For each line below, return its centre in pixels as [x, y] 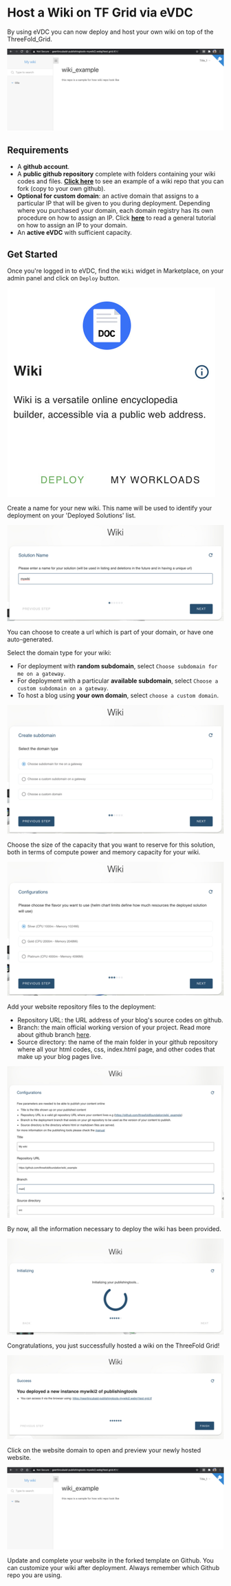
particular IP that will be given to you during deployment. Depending [114, 203]
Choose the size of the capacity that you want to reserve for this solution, [111, 845]
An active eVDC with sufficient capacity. [75, 233]
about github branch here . [54, 1035]
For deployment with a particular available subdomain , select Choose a [118, 681]
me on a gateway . [41, 674]
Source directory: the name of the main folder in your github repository [117, 1042]
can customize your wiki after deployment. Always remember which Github [113, 1567]
